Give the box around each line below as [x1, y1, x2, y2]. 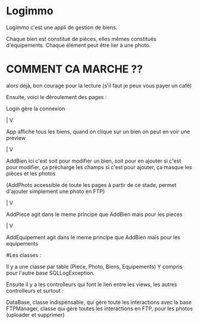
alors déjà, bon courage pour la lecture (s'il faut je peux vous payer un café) [6, 82, 192, 89]
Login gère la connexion [6, 105, 65, 112]
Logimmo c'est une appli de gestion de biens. [6, 24, 118, 31]
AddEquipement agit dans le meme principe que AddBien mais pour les [6, 233, 181, 241]
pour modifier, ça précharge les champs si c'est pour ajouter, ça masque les [6, 163, 192, 170]
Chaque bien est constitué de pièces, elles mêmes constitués [6, 35, 157, 42]
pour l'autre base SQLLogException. [6, 269, 95, 277]
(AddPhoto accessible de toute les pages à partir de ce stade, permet [6, 181, 177, 188]
